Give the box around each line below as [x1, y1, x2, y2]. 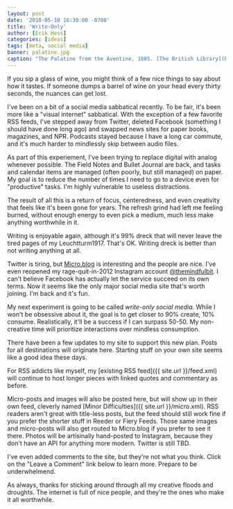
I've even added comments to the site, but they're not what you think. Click [7, 452, 222, 460]
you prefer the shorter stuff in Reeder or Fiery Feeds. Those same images [7, 417, 218, 425]
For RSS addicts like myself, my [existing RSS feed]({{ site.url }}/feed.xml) [7, 366, 217, 375]
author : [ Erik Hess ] [7, 29, 67, 37]
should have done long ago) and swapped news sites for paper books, [7, 124, 209, 133]
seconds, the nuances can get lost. [7, 89, 107, 97]
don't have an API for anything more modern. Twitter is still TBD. [7, 439, 191, 447]
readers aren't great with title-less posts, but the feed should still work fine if [7, 409, 226, 417]
